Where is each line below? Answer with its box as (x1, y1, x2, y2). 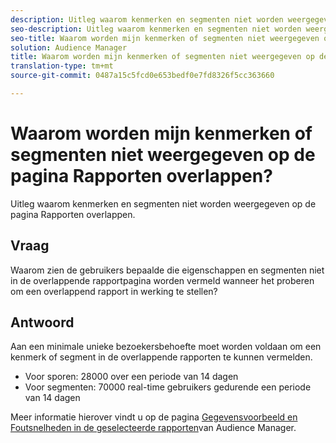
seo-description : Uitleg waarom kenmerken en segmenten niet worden (10, 24, 302, 34)
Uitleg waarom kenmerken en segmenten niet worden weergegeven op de (10, 197, 317, 210)
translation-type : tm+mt (10, 61, 114, 71)
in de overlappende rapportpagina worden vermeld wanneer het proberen (10, 274, 315, 286)
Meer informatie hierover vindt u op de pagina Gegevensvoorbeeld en (10, 411, 298, 423)
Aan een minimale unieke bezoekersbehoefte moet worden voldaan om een (10, 341, 322, 353)
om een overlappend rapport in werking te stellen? (10, 285, 218, 297)
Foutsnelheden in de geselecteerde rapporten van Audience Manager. (10, 422, 297, 434)
